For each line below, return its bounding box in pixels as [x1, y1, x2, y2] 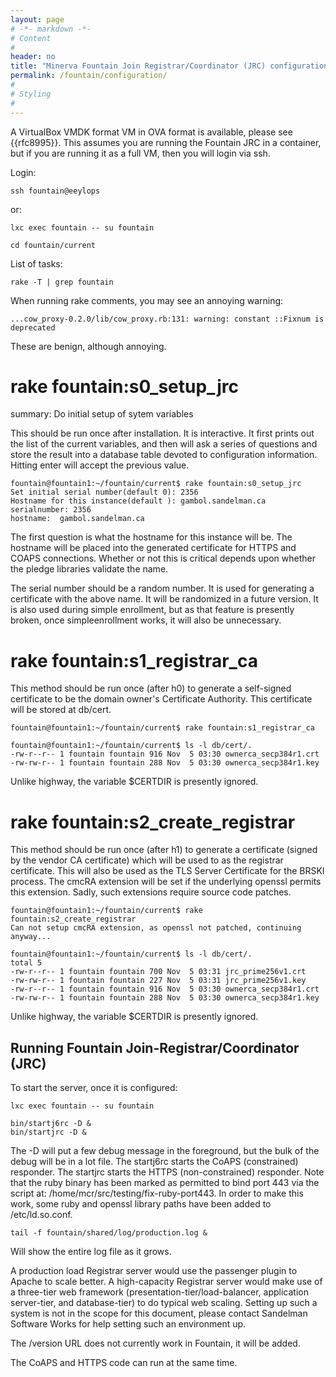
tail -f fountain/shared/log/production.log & [10, 1228, 208, 1238]
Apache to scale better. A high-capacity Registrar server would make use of [10, 1276, 323, 1288]
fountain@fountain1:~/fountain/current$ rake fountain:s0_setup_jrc [10, 479, 302, 489]
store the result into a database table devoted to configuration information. [10, 449, 318, 461]
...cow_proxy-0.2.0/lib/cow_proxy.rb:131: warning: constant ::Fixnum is [10, 314, 325, 324]
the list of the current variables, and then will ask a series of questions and [10, 438, 318, 450]
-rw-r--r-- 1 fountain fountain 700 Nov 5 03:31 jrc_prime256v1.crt [10, 967, 307, 977]
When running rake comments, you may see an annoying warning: [10, 294, 284, 306]
